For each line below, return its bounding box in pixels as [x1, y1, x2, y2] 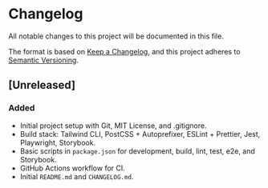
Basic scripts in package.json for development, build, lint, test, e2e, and [19, 146, 255, 156]
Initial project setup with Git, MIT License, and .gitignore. [19, 121, 207, 130]
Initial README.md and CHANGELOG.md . [19, 171, 134, 181]
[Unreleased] [8, 78, 76, 92]
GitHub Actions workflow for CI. [19, 163, 126, 173]
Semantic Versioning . [8, 55, 79, 65]
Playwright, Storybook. [19, 138, 96, 147]
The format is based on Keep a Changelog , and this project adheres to [8, 46, 241, 56]
